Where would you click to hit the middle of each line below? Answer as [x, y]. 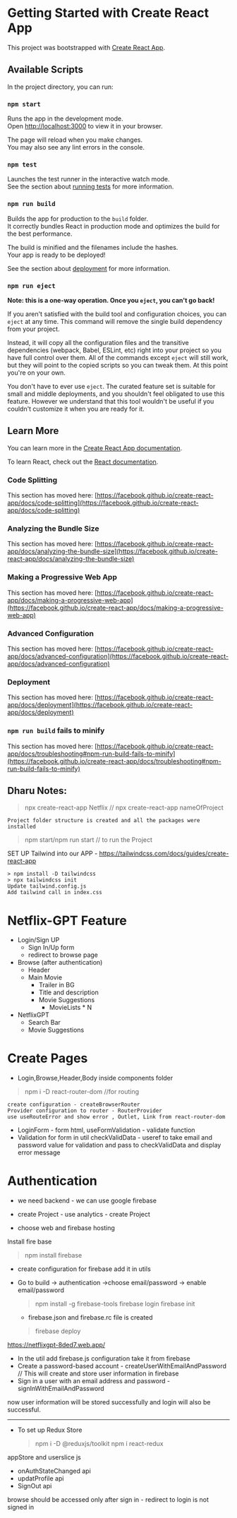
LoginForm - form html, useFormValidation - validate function [106, 1130]
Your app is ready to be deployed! [56, 255]
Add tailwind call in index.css [55, 893]
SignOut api [35, 1486]
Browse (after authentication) [60, 963]
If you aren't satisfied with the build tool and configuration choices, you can [117, 314]
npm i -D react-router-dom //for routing [82, 1092]
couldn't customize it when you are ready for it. [76, 409]
